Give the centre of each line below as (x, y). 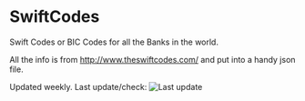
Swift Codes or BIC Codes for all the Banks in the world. (114, 42)
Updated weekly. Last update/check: (78, 86)
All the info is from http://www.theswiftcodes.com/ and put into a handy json (152, 59)
